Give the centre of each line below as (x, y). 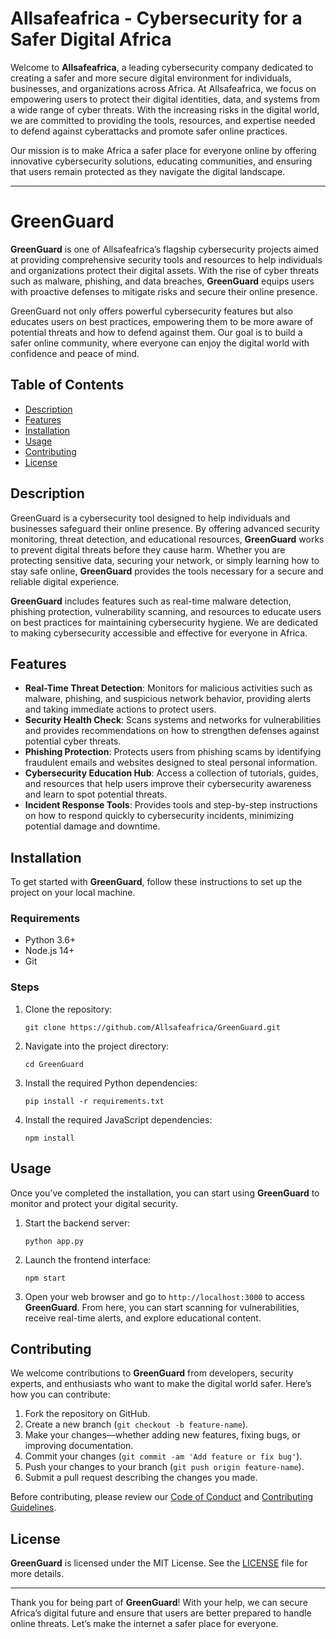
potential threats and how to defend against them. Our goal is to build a (156, 332)
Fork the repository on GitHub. (87, 1414)
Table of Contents (67, 385)
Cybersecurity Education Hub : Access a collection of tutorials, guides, (171, 773)
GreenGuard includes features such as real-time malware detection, (151, 601)
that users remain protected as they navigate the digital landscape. (148, 171)
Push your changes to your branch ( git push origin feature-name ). (164, 1467)
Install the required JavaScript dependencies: (118, 1119)
